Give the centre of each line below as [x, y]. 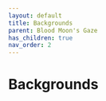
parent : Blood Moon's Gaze [53, 30]
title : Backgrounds [41, 23]
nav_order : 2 [30, 45]
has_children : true [41, 38]
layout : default [35, 16]
